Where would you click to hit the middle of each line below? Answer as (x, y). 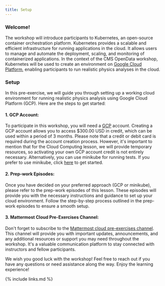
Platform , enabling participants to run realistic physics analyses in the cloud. (83, 69)
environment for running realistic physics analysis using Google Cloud (76, 98)
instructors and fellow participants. (41, 249)
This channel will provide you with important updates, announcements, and (82, 234)
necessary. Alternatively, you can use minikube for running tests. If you (77, 157)
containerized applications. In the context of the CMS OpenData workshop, (82, 59)
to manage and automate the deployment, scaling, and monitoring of (75, 53)
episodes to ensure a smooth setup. (53, 206)
